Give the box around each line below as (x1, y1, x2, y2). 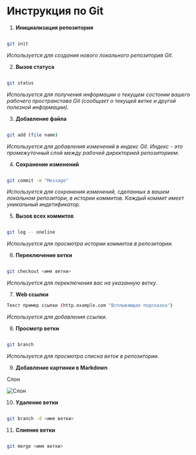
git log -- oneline (7, 229, 56, 236)
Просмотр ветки (15, 325, 59, 332)
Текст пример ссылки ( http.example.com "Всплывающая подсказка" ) (7, 303, 173, 309)
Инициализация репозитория (15, 24, 94, 31)
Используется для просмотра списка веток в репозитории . (7, 352, 160, 359)
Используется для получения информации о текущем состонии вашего (7, 91, 191, 98)
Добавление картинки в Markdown (15, 364, 108, 371)
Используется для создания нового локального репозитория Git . (7, 51, 174, 59)
